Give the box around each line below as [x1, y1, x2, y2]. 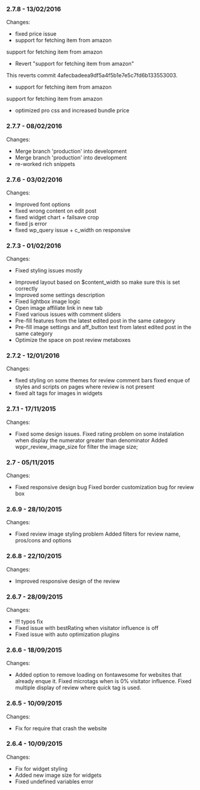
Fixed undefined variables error [15, 778, 94, 785]
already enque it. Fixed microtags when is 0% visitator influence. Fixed [15, 678, 192, 685]
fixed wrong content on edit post [15, 207, 97, 214]
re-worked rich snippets [15, 160, 76, 167]
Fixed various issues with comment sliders [15, 310, 121, 318]
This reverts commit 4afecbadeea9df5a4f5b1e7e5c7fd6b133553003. [6, 72, 178, 79]
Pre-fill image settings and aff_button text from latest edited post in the [15, 324, 192, 331]
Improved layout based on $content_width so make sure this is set [15, 278, 180, 286]
